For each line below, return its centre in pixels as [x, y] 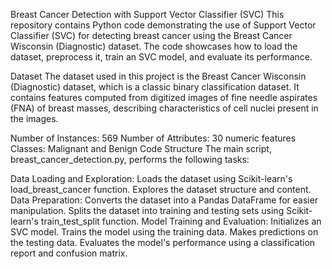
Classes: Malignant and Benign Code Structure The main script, [141, 148]
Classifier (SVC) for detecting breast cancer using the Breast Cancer [151, 35]
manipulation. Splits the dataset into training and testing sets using [147, 210]
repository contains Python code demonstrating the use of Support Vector [163, 25]
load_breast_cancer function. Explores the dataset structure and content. [161, 189]
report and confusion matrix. [69, 253]
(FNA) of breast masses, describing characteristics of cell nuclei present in [164, 108]
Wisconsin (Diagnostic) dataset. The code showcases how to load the [154, 46]
